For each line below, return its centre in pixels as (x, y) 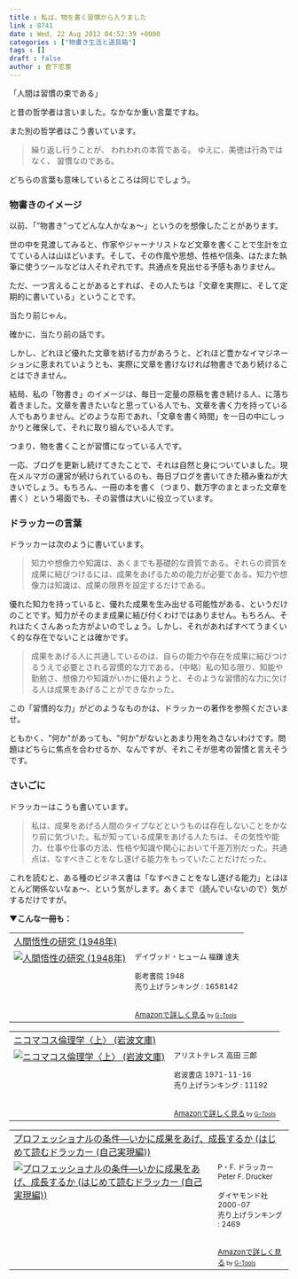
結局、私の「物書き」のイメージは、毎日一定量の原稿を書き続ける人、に (141, 394)
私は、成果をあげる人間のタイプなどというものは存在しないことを (151, 825)
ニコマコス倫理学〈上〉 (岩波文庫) (85, 1040)
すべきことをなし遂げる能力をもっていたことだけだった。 (167, 858)
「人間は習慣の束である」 (56, 93)
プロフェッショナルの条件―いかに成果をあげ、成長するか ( (136, 1138)
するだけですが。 (40, 900)
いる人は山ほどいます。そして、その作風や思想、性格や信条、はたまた (152, 256)
